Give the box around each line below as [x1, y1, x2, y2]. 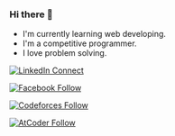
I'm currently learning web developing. [22, 29, 167, 40]
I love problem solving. [22, 48, 107, 59]
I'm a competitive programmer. [22, 38, 137, 49]
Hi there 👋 [9, 8, 54, 21]
